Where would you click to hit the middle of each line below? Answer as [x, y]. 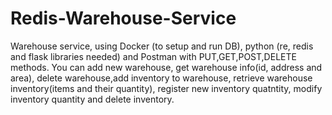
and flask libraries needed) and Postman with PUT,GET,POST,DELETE [153, 56]
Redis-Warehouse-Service [123, 18]
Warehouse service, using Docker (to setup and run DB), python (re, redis [162, 46]
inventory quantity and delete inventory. [92, 99]
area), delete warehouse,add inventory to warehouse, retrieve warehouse [161, 78]
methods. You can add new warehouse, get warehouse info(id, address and [166, 67]
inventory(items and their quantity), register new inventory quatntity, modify [166, 88]
